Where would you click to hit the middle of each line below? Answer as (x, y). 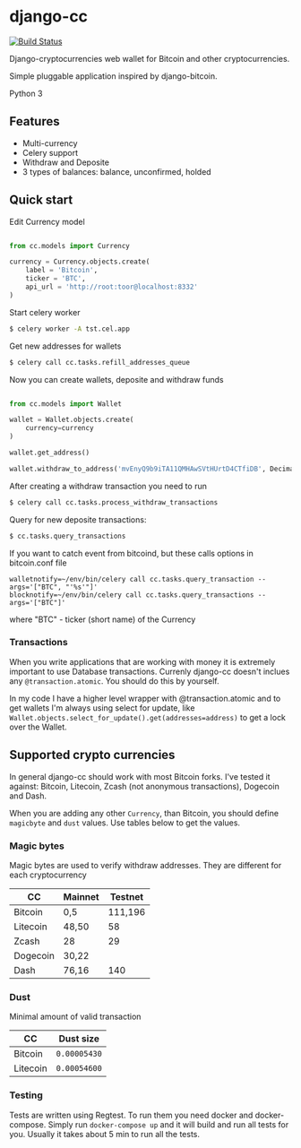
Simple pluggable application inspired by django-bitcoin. (113, 76)
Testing (26, 1095)
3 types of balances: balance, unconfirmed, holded (117, 171)
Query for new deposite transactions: (78, 519)
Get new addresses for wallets (65, 346)
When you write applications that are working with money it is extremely (142, 661)
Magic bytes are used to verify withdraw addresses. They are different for (146, 865)
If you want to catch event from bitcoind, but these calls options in (131, 553)
